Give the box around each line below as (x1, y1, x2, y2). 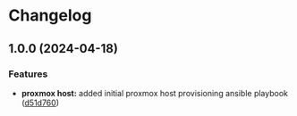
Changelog (8, 5, 92, 26)
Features (8, 68, 48, 80)
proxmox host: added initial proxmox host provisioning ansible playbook (21, 87, 288, 98)
